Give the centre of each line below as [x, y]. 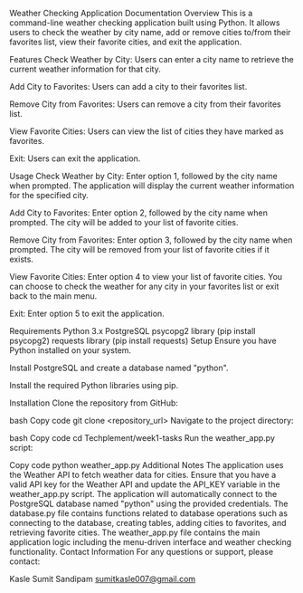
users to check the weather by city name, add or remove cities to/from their [150, 32]
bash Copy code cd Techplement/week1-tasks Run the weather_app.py [142, 438]
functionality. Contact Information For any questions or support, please [142, 552]
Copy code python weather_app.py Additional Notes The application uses [147, 465]
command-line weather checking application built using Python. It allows [145, 23]
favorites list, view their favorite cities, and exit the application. [126, 42]
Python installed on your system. [71, 350]
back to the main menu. [53, 296]
